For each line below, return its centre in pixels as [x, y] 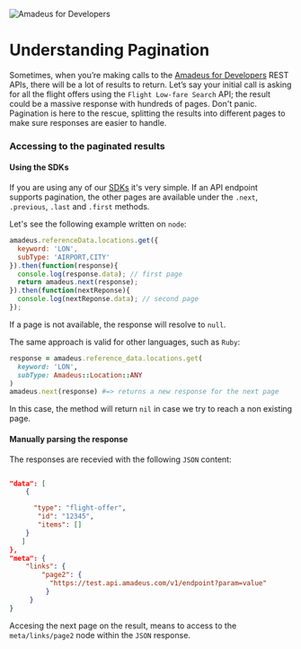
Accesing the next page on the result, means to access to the [123, 626]
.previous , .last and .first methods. [80, 207]
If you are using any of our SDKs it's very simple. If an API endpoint [134, 188]
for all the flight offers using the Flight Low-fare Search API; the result [140, 93]
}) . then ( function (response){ [64, 265]
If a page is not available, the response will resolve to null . [118, 324]
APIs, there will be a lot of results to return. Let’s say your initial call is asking [150, 84]
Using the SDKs [39, 167]
